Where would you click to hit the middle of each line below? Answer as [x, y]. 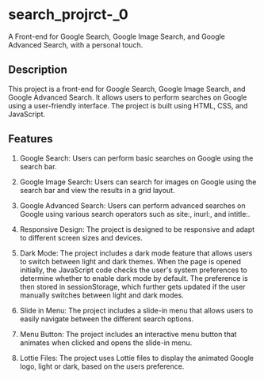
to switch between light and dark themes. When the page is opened [130, 261]
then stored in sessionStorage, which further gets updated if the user [132, 286]
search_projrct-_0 [68, 15]
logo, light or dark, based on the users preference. [102, 366]
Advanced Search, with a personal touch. [76, 44]
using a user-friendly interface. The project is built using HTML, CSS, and [128, 105]
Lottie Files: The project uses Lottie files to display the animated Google [137, 358]
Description [38, 70]
